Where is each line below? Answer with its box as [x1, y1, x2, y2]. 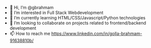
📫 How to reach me [9, 31, 50, 36]
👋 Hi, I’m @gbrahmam [9, 5, 54, 10]
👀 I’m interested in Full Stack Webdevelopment [9, 10, 104, 16]
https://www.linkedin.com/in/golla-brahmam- [51, 31, 143, 36]
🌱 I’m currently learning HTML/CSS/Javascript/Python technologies [9, 15, 146, 20]
